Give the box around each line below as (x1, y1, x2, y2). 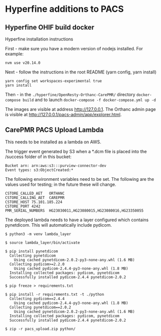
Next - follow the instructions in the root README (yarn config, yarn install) (5, 69, 157, 75)
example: (5, 51, 24, 57)
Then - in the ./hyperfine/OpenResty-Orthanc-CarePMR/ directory (5, 92, 135, 97)
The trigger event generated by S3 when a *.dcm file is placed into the (5, 148, 147, 154)
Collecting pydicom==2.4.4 (9, 296, 65, 301)
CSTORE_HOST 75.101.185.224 (5, 200, 63, 204)
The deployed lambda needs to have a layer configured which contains (5, 217, 149, 223)
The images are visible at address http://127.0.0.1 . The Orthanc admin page (5, 106, 156, 112)
